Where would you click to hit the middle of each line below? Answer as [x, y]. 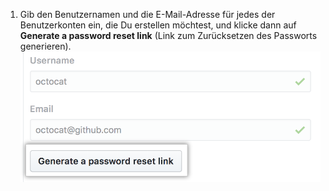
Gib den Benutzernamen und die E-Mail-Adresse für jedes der [147, 14]
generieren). [45, 46]
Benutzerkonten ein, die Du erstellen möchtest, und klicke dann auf [158, 25]
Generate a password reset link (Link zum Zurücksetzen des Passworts [168, 35]
